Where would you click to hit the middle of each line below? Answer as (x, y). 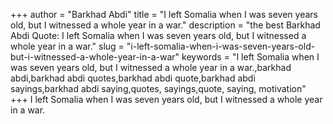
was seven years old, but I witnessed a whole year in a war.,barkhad (151, 67)
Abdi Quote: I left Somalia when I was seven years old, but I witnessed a (158, 35)
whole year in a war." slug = (67, 46)
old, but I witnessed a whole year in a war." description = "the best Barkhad (165, 25)
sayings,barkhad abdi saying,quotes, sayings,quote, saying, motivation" (158, 88)
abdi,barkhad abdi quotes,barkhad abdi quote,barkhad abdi (133, 78)
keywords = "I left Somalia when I (250, 57)
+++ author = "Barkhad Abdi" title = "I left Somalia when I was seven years (164, 14)
